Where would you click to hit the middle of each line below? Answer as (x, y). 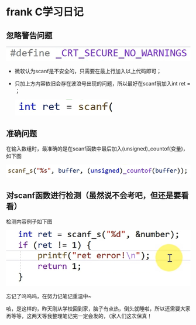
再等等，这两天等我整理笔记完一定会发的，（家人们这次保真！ (79, 316)
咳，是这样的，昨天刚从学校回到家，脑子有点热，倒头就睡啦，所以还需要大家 (98, 309)
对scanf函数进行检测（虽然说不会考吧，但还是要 (94, 195)
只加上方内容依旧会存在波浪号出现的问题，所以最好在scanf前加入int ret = (102, 84)
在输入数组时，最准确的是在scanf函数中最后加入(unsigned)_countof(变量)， (97, 149)
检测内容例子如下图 (29, 222)
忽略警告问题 (29, 35)
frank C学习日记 (45, 12)
